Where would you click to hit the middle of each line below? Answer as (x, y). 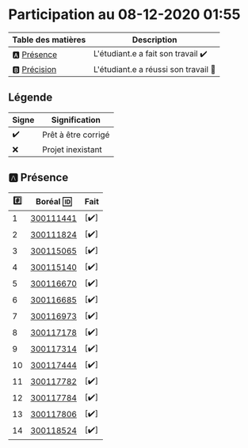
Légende (31, 98)
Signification (76, 120)
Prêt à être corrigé (76, 135)
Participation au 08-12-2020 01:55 (124, 15)
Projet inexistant (72, 150)
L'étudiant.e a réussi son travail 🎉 (155, 69)
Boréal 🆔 (53, 202)
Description (155, 40)
